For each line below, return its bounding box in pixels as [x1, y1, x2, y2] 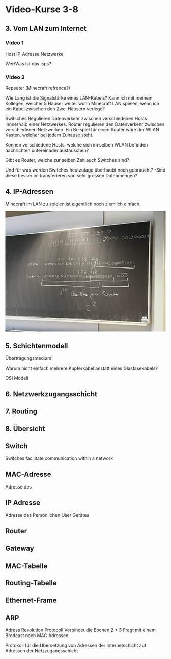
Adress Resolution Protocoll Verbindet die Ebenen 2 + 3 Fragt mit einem [5, 627, 156, 633]
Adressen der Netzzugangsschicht [5, 648, 78, 654]
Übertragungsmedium [5, 355, 52, 361]
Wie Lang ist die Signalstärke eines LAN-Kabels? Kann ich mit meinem [5, 95, 153, 101]
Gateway [5, 544, 34, 553]
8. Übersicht [5, 424, 45, 433]
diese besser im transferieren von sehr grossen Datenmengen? [5, 173, 137, 179]
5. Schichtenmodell [5, 341, 68, 350]
